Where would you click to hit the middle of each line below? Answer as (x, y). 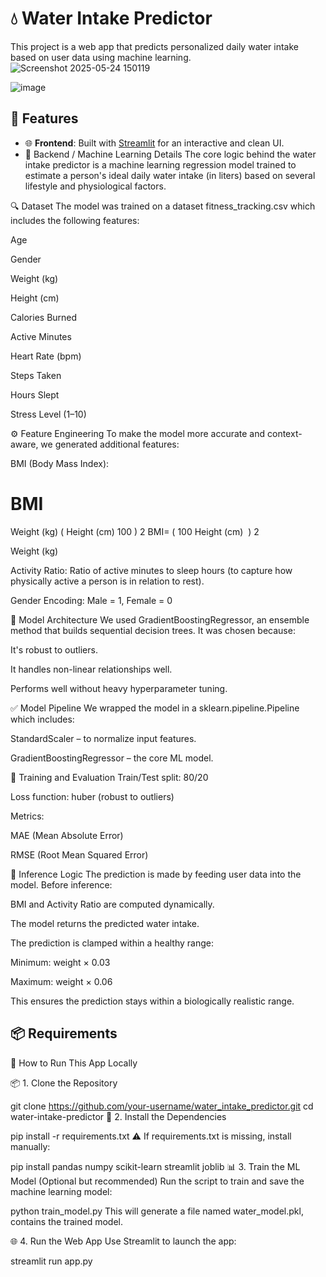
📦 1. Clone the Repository (64, 1083)
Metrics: (27, 816)
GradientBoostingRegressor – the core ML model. (112, 758)
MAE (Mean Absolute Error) (67, 835)
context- (285, 433)
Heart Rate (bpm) (46, 356)
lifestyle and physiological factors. (95, 186)
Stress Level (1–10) (48, 414)
